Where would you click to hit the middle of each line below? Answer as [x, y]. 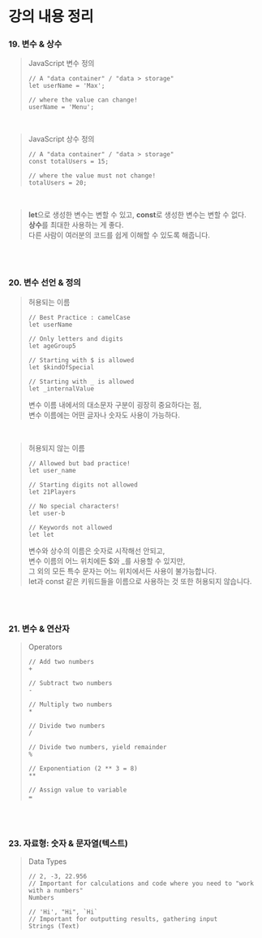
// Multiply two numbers [70, 705]
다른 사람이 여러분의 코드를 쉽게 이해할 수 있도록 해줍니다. [119, 235]
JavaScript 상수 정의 [61, 139]
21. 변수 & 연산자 [39, 629]
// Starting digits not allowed [83, 485]
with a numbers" [56, 891]
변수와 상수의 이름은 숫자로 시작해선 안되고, [97, 551]
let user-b [47, 513]
